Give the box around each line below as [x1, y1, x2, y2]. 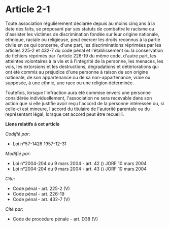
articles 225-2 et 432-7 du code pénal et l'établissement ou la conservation [5, 47, 163, 53]
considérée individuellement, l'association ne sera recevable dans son [5, 95, 152, 101]
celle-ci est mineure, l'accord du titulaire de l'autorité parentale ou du [5, 106, 150, 112]
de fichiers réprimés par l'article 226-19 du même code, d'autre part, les [5, 52, 156, 59]
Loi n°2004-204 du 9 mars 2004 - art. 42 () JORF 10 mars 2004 [12, 160, 147, 166]
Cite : [5, 175, 15, 181]
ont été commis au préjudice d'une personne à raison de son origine [5, 69, 148, 75]
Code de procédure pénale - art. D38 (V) [12, 216, 98, 222]
